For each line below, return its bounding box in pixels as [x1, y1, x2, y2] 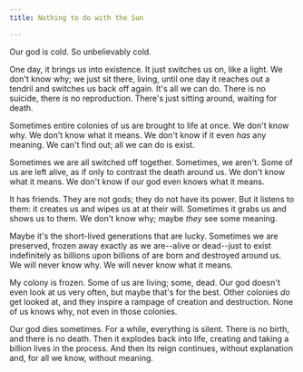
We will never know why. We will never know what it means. [9, 259, 233, 270]
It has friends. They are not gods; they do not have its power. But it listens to [9, 193, 295, 204]
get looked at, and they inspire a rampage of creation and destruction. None [9, 296, 293, 307]
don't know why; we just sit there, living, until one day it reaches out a [9, 73, 270, 84]
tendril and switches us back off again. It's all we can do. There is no [9, 83, 266, 93]
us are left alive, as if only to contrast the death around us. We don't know [9, 166, 286, 177]
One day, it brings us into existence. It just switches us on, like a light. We [9, 64, 283, 74]
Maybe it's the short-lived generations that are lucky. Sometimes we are [9, 230, 279, 241]
